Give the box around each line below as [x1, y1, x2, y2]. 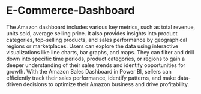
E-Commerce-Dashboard [6, 4, 135, 17]
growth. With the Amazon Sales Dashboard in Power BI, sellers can [6, 68, 172, 75]
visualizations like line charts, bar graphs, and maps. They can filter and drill [6, 48, 194, 56]
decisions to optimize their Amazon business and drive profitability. [23, 80, 190, 87]
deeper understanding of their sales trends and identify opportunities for [6, 61, 186, 69]
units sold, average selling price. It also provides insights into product [6, 29, 178, 37]
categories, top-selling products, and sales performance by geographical [6, 36, 187, 43]
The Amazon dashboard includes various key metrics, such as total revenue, [6, 23, 196, 31]
